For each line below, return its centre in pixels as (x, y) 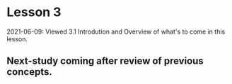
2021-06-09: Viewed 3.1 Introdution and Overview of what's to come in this (116, 31)
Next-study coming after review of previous (105, 61)
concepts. (29, 72)
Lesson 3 (34, 12)
